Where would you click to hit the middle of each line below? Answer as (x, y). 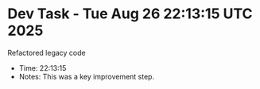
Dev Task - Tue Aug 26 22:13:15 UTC (130, 14)
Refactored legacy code (47, 52)
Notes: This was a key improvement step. (87, 76)
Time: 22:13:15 (43, 68)
